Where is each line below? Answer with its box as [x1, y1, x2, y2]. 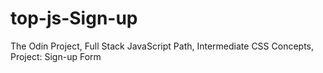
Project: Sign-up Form [10, 50, 102, 62]
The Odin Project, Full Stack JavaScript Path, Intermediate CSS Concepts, [10, 40, 315, 52]
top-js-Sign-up [10, 7, 138, 30]
